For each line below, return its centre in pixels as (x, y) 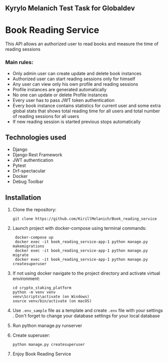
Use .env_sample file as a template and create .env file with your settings (88, 311)
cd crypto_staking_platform (42, 288)
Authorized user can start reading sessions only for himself (74, 79)
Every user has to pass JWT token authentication (63, 100)
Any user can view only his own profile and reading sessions (75, 84)
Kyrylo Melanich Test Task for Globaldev (70, 8)
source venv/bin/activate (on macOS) (52, 301)
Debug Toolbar (28, 182)
